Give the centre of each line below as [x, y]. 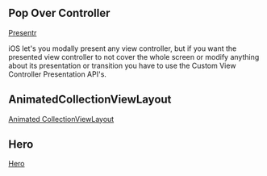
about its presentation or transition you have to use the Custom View [122, 65]
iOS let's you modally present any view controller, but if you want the [123, 48]
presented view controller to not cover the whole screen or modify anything [134, 57]
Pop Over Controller [59, 13]
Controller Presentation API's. [58, 74]
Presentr [23, 32]
